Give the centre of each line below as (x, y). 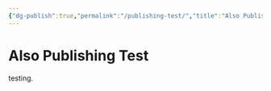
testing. (21, 78)
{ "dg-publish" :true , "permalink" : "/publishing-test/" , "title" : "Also (124, 16)
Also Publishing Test (79, 55)
